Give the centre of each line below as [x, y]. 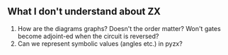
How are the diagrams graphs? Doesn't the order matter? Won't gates [119, 28]
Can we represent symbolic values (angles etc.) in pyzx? [100, 43]
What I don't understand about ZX [84, 12]
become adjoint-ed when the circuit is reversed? [88, 36]
